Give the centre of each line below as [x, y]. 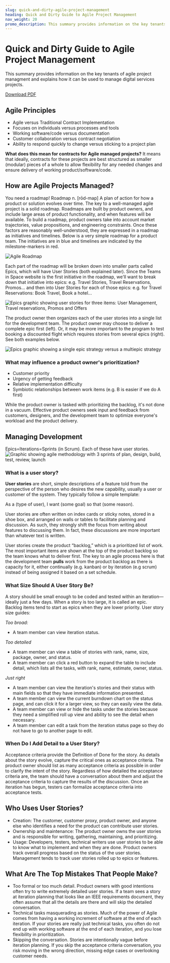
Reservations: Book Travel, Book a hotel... [49, 293]
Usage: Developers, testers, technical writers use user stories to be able [88, 842]
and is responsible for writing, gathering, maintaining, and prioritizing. [85, 836]
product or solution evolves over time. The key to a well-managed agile [79, 203]
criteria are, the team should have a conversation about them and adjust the [84, 776]
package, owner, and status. [42, 657]
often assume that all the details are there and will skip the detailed [82, 902]
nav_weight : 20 [21, 19]
